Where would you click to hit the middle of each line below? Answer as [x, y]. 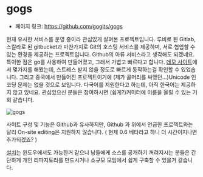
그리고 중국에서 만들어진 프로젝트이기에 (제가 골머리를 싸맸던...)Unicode [105, 77]
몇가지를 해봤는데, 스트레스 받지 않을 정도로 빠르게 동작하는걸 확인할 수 [96, 69]
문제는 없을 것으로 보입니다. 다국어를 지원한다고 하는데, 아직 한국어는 [98, 84]
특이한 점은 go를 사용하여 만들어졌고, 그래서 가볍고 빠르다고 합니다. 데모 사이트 [99, 62]
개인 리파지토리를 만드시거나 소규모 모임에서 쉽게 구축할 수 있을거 [99, 160]
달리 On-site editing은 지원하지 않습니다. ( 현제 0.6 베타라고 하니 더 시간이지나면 [102, 132]
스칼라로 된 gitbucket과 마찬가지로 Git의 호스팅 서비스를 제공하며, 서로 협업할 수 [101, 47]
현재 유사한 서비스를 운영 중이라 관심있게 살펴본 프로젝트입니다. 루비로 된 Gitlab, [101, 39]
